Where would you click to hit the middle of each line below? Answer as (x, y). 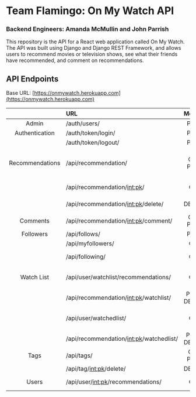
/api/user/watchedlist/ (96, 319)
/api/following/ (86, 257)
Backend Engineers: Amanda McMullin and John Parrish (87, 29)
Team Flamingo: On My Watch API (90, 11)
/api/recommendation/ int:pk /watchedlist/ (122, 339)
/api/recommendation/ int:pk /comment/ (119, 221)
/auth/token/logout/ (93, 143)
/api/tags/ (79, 355)
